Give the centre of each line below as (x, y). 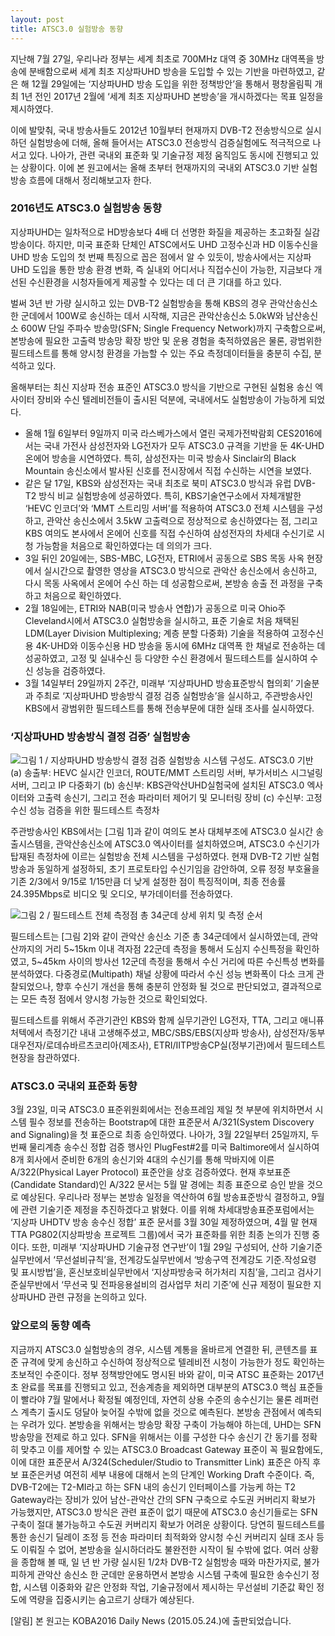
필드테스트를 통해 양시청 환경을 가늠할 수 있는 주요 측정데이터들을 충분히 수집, (161, 353)
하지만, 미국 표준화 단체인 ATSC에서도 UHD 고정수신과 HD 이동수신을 (183, 244)
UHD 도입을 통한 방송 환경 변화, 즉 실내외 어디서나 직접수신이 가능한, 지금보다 (161, 269)
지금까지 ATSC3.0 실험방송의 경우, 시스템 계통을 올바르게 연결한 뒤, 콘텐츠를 (159, 1349)
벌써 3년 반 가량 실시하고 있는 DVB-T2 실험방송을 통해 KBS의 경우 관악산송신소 (164, 303)
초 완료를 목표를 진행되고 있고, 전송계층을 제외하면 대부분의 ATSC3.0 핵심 (153, 1387)
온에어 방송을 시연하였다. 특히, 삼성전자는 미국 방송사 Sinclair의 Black (160, 458)
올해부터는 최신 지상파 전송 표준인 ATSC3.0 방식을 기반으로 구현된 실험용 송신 (161, 387)
